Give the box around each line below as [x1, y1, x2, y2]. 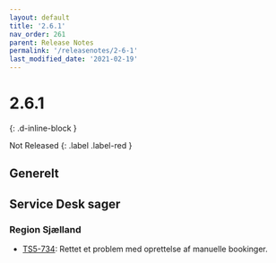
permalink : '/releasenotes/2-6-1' [9, 47, 139, 55]
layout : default [9, 13, 70, 22]
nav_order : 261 [9, 30, 66, 38]
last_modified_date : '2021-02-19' [9, 55, 139, 64]
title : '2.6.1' [9, 21, 66, 30]
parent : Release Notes [9, 38, 94, 47]
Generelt [9, 166, 60, 182]
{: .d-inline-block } [9, 123, 78, 133]
